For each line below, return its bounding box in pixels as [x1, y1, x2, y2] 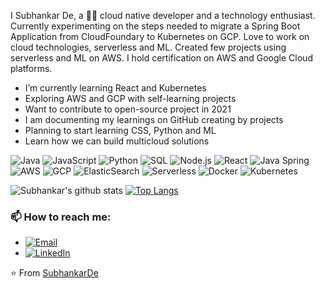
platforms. [10, 63, 53, 74]
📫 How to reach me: [10, 210, 112, 224]
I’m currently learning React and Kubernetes [24, 82, 207, 94]
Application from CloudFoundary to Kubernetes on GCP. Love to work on [10, 31, 310, 42]
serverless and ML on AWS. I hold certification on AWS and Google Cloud [10, 52, 313, 64]
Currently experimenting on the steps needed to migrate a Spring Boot [10, 20, 301, 32]
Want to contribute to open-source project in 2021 [24, 103, 232, 115]
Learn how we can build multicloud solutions [24, 135, 210, 147]
